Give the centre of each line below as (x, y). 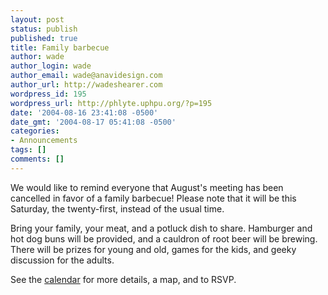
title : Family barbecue (60, 47)
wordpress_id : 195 (48, 94)
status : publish (44, 29)
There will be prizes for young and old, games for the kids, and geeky (153, 249)
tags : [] (28, 150)
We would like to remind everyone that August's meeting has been (147, 187)
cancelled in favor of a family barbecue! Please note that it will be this (153, 198)
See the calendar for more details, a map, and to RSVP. (123, 279)
